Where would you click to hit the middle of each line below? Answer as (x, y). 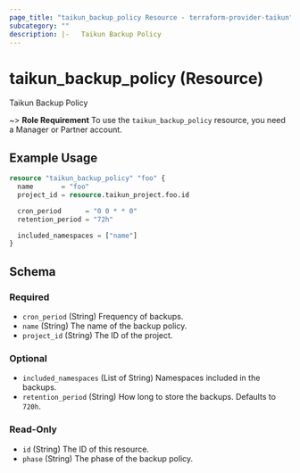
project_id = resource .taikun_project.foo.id (104, 195)
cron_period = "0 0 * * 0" (78, 211)
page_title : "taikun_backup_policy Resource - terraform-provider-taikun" (151, 17)
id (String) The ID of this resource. (86, 449)
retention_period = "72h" (66, 220)
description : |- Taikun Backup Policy (86, 34)
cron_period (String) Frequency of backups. (103, 316)
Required (29, 297)
